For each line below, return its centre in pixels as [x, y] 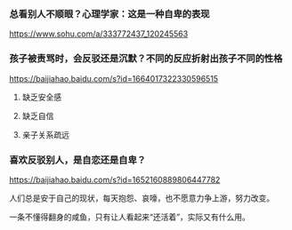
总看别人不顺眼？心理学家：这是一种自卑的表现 [109, 13]
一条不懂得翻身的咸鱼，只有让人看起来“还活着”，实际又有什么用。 [130, 217]
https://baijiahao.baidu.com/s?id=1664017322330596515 [114, 78]
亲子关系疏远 [45, 134]
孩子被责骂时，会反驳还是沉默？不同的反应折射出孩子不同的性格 [146, 59]
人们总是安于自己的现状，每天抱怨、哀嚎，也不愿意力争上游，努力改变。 [142, 198]
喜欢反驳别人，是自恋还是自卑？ [78, 160]
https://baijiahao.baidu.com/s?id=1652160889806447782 [115, 179]
